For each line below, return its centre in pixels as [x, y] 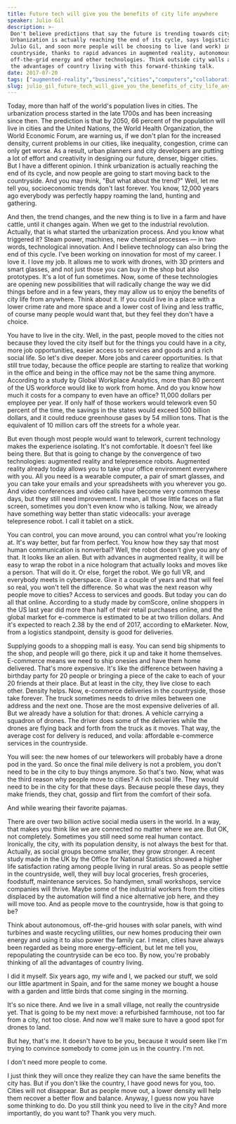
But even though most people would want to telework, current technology [114, 439]
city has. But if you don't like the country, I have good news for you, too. [111, 1083]
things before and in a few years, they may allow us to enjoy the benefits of [116, 292]
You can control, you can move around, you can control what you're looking [117, 535]
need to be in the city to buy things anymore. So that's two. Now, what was [116, 772]
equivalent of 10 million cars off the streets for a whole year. [94, 425]
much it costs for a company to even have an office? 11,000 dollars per [110, 395]
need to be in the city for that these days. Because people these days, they [116, 787]
